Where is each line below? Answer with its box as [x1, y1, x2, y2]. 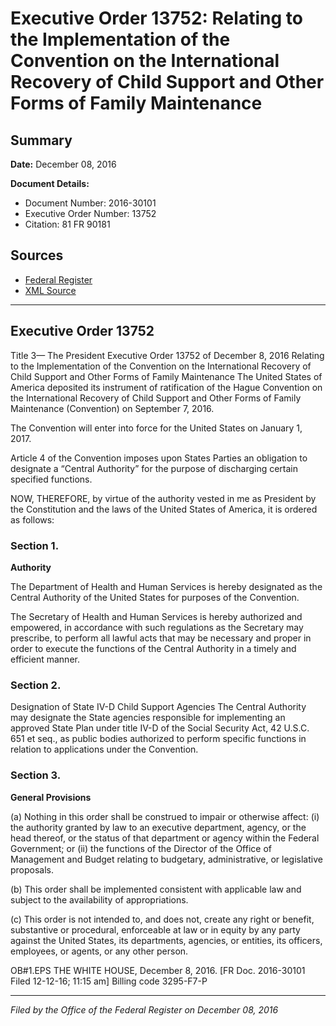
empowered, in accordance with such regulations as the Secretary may [10, 621, 304, 633]
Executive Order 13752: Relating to [10, 7, 303, 30]
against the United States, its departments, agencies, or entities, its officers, [10, 934, 323, 946]
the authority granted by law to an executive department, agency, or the [10, 821, 307, 833]
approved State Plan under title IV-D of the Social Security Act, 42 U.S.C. [10, 722, 310, 734]
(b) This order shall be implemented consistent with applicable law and [10, 883, 302, 895]
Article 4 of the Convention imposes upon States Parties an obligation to [10, 452, 308, 464]
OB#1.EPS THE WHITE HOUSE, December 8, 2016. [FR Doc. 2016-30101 [10, 964, 306, 976]
